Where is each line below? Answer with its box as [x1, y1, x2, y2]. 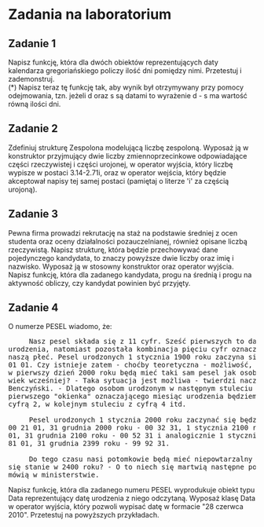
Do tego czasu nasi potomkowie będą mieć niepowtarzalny [28, 455, 253, 464]
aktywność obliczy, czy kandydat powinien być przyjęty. [8, 278, 191, 287]
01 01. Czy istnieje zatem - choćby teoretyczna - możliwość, [8, 360, 253, 370]
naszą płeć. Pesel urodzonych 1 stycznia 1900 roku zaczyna [8, 353, 245, 362]
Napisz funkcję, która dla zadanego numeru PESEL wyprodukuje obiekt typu [8, 485, 255, 495]
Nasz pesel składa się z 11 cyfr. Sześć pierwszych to [28, 337, 245, 346]
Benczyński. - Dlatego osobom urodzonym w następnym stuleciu [8, 384, 253, 393]
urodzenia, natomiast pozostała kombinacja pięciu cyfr [8, 345, 228, 354]
